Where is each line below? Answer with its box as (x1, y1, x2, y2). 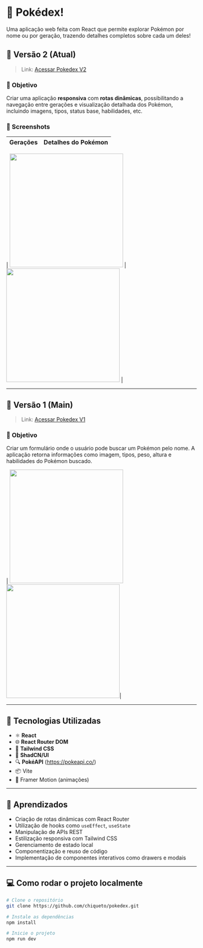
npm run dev (6, 936, 36, 942)
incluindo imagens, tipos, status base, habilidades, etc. (6, 107, 143, 115)
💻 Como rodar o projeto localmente (6, 878, 143, 889)
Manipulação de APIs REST (14, 829, 83, 836)
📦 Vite (14, 767, 33, 775)
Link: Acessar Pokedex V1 (21, 416, 86, 423)
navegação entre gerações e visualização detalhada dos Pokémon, (6, 101, 173, 108)
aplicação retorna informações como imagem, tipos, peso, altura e (6, 451, 172, 458)
